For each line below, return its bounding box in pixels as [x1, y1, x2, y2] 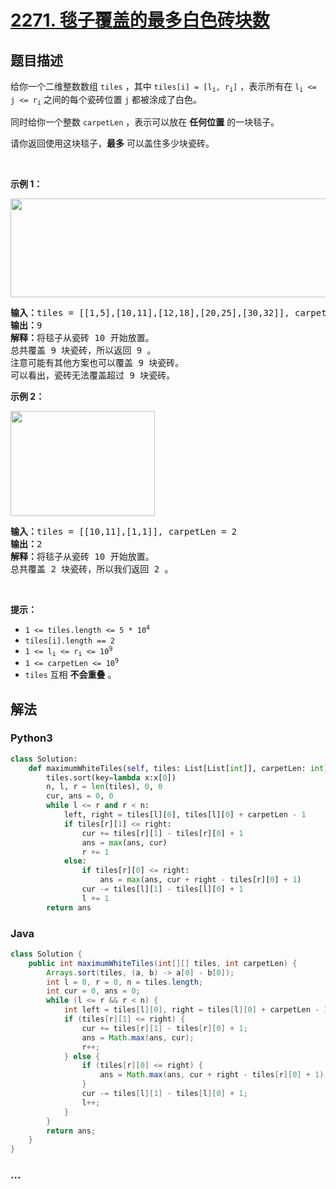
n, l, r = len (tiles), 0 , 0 [46, 782, 163, 792]
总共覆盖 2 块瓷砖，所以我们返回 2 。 [10, 563, 174, 575]
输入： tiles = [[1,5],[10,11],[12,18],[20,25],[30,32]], [10, 307, 290, 318]
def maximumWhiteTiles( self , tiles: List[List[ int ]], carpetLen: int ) [28, 763, 329, 773]
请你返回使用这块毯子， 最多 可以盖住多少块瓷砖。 [10, 137, 215, 149]
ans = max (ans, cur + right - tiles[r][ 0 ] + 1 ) [99, 875, 302, 885]
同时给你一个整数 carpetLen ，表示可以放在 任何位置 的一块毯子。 [10, 116, 280, 128]
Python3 [10, 731, 53, 745]
